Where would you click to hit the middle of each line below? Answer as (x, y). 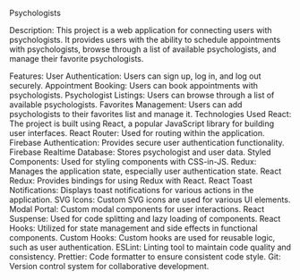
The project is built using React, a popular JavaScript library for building (142, 123)
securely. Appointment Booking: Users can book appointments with (133, 85)
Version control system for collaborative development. (109, 266)
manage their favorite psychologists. (77, 59)
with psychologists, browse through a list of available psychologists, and (143, 49)
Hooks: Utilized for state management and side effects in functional (133, 228)
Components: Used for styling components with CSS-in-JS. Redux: (133, 161)
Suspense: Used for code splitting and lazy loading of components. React (145, 219)
